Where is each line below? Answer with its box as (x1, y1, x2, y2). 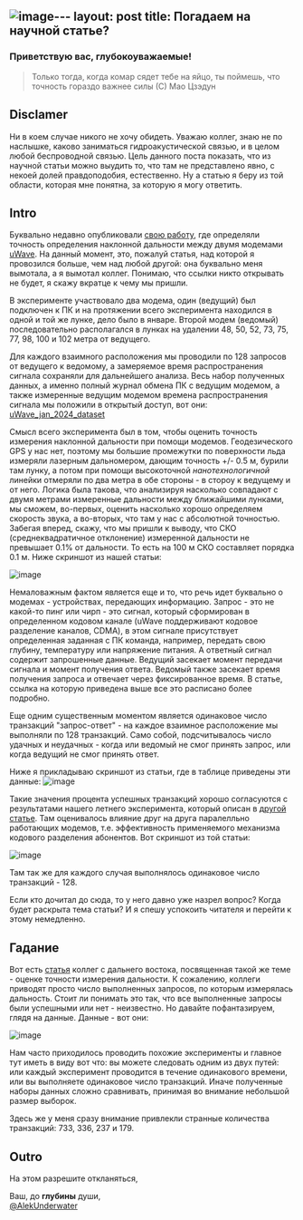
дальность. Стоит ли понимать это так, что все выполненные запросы (9, 993, 282, 1004)
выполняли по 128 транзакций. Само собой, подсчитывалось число (9, 730, 271, 741)
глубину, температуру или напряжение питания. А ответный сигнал (9, 644, 272, 655)
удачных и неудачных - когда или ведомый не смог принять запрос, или (9, 740, 291, 750)
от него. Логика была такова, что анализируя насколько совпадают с (9, 484, 279, 495)
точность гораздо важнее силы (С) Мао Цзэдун (31, 81, 216, 92)
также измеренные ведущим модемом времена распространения (9, 390, 269, 401)
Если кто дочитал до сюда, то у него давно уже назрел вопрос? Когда (9, 895, 282, 905)
